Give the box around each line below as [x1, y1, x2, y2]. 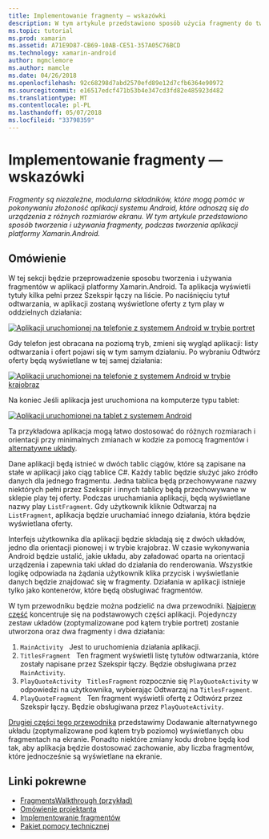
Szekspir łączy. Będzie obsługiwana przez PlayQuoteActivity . [19, 702, 224, 711]
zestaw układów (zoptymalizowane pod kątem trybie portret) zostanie [8, 617, 239, 627]
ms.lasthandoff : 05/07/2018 [8, 109, 102, 117]
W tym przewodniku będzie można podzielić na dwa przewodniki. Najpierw [8, 601, 256, 610]
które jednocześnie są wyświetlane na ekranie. [8, 751, 163, 761]
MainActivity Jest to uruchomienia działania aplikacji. [19, 641, 201, 651]
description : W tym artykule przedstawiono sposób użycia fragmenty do [8, 19, 252, 27]
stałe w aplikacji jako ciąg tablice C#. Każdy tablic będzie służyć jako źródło [8, 467, 259, 477]
